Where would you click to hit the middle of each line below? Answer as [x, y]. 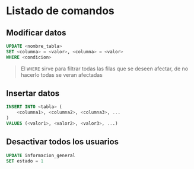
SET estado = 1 [25, 161]
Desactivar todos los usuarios [63, 142]
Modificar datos [36, 33]
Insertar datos [33, 94]
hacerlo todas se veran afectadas [61, 74]
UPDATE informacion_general [41, 155]
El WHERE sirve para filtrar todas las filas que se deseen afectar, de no [104, 69]
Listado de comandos [60, 11]
